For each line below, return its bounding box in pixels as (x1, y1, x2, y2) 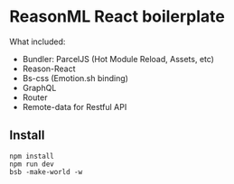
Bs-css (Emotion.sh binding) (22, 72, 129, 83)
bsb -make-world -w (9, 167, 83, 177)
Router (22, 92, 48, 103)
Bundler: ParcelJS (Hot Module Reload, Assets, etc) (22, 53, 215, 64)
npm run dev (9, 160, 54, 169)
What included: (9, 36, 66, 47)
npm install (9, 152, 54, 161)
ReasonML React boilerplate (9, 6, 226, 27)
